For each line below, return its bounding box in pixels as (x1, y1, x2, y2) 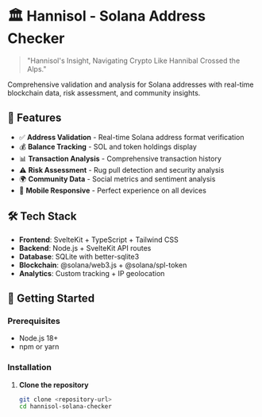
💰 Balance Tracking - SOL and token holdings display (18, 142, 198, 151)
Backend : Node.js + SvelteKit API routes (18, 243, 152, 252)
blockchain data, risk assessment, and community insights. (7, 88, 201, 97)
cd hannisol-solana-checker (18, 403, 112, 411)
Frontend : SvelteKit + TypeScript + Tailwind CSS (18, 235, 179, 244)
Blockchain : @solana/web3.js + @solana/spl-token (18, 260, 187, 270)
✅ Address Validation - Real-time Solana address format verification (18, 132, 245, 142)
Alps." (26, 64, 47, 73)
